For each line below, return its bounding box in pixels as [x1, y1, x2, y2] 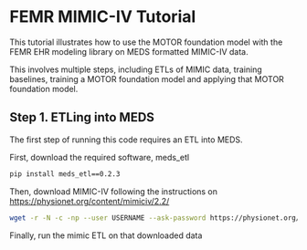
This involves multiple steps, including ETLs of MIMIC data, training [9, 64, 262, 75]
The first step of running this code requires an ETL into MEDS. [9, 134, 244, 145]
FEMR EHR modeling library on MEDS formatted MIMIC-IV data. [9, 46, 249, 57]
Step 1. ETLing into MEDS [9, 109, 155, 125]
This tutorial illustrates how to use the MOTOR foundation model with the [9, 36, 283, 47]
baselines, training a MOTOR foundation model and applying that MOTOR [9, 73, 285, 84]
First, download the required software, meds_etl [9, 151, 190, 162]
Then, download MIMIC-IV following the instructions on [9, 185, 217, 197]
